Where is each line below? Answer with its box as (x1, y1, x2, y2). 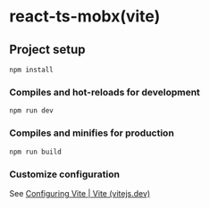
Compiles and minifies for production (9, 127, 174, 139)
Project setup (9, 42, 87, 57)
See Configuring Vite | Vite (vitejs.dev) (9, 187, 151, 198)
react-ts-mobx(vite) (9, 6, 161, 27)
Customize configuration (9, 168, 121, 180)
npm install (9, 65, 54, 74)
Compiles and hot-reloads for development (9, 86, 201, 98)
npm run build (9, 147, 63, 156)
